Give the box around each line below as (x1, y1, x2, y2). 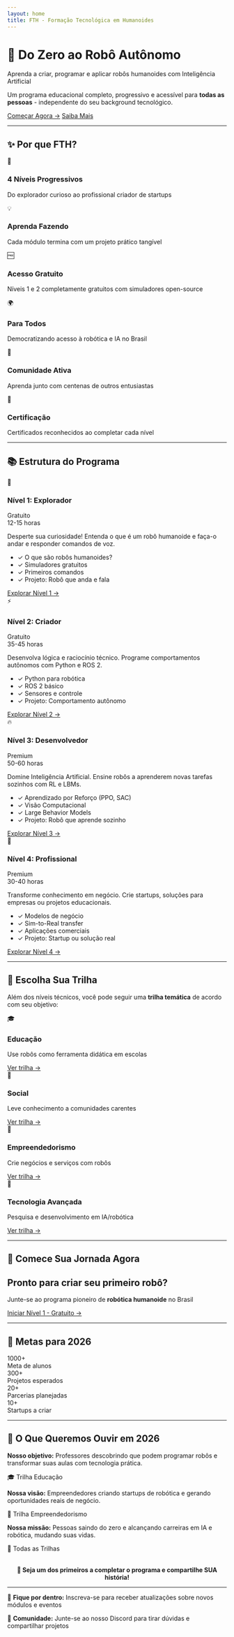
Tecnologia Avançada (7, 1197, 82, 1206)
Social (7, 1088, 29, 1098)
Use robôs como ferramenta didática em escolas (7, 1050, 148, 1058)
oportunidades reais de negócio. (7, 1496, 101, 1504)
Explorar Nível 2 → (7, 710, 61, 719)
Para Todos (7, 319, 47, 329)
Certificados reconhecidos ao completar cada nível (7, 429, 155, 437)
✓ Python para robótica (17, 674, 86, 683)
